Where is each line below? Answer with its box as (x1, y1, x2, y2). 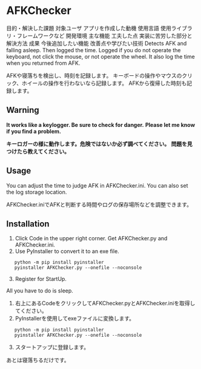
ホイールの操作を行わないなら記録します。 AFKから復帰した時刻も (21, 80, 187, 87)
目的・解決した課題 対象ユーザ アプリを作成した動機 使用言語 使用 (6, 24, 171, 32)
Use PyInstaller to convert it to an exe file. (15, 248, 119, 255)
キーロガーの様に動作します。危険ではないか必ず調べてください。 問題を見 (6, 140, 193, 147)
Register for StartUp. (15, 276, 67, 283)
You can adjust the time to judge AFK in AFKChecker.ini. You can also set (6, 181, 188, 189)
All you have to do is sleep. (6, 287, 74, 294)
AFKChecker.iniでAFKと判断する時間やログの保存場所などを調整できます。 (6, 201, 193, 208)
